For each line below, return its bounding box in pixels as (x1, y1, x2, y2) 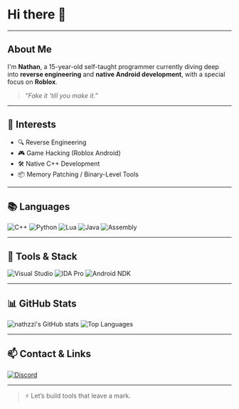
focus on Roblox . (7, 78, 58, 86)
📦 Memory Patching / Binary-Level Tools (17, 170, 139, 179)
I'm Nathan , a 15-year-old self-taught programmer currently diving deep (7, 62, 219, 70)
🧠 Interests (7, 119, 57, 131)
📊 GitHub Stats (7, 297, 77, 309)
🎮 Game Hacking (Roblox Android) (17, 149, 121, 157)
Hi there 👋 (7, 6, 66, 23)
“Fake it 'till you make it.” (24, 91, 98, 100)
